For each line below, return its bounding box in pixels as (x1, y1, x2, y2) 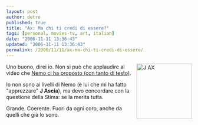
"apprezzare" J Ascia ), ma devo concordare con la (6, 87, 130, 94)
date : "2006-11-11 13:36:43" (6, 36, 78, 42)
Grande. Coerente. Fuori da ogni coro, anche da (6, 104, 123, 112)
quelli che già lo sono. (6, 111, 60, 118)
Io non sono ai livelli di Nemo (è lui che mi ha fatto (6, 81, 127, 88)
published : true (6, 19, 46, 25)
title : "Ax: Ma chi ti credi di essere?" (6, 25, 110, 31)
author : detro (6, 14, 41, 20)
